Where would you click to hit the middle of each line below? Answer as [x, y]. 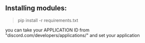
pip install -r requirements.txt [48, 20]
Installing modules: [36, 8]
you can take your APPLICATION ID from [47, 30]
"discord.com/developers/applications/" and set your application [72, 35]
